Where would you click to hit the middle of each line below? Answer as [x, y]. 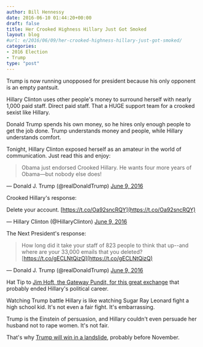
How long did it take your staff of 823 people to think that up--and [105, 245]
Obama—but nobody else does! [62, 174]
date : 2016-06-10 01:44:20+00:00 [49, 18]
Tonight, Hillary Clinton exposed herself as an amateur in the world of [94, 149]
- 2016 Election [27, 52]
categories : [21, 47]
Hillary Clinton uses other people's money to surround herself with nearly [99, 99]
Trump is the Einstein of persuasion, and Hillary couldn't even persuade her [102, 319]
